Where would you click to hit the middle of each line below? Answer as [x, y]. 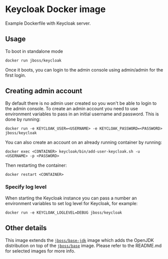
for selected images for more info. [40, 251]
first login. [16, 75]
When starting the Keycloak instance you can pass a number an [71, 198]
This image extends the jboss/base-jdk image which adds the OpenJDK [79, 240]
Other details [26, 228]
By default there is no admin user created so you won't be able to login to [81, 103]
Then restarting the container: [36, 165]
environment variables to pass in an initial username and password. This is [82, 114]
